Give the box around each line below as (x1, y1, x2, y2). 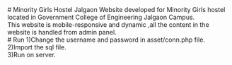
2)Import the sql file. (7, 43, 67, 51)
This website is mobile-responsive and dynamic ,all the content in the (7, 20, 210, 29)
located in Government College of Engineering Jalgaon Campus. (7, 13, 195, 21)
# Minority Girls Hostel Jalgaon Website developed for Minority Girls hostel (7, 6, 226, 13)
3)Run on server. (7, 51, 57, 59)
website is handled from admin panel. (7, 28, 117, 36)
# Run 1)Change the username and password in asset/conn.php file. (7, 35, 205, 44)
